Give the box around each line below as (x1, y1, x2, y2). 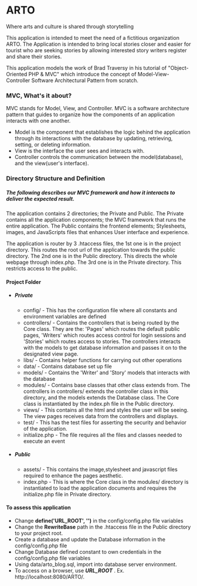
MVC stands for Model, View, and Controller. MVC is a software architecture (6, 105, 189, 112)
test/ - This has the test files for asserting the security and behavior (23, 419, 186, 426)
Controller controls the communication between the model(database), (14, 154, 184, 161)
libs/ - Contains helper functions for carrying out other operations (23, 356, 182, 364)
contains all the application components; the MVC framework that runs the (6, 216, 186, 223)
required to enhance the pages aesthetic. (23, 472, 123, 479)
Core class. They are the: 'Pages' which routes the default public (23, 325, 180, 332)
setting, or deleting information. (14, 141, 91, 148)
